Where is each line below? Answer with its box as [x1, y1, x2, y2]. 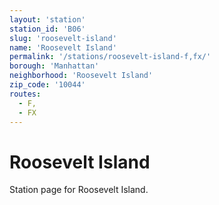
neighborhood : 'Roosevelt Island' [9, 71, 154, 81]
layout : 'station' [9, 14, 86, 25]
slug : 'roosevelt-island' [9, 33, 117, 43]
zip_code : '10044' [9, 80, 86, 90]
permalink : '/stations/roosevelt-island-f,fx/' [9, 52, 212, 62]
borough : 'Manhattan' [9, 61, 100, 71]
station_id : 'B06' [9, 24, 86, 34]
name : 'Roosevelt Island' [9, 42, 117, 53]
